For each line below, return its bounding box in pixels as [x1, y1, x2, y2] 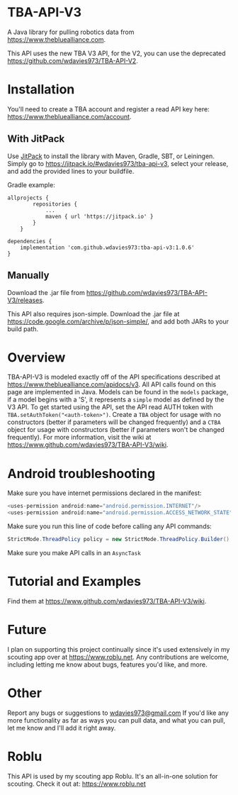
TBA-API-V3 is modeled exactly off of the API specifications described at [7, 373, 221, 382]
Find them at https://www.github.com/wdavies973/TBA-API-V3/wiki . [7, 596, 207, 605]
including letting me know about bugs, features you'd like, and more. [7, 660, 208, 669]
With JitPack [7, 133, 65, 145]
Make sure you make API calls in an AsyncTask [7, 549, 142, 557]
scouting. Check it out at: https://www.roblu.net [7, 779, 147, 788]
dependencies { [7, 238, 52, 245]
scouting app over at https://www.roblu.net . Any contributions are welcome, [7, 652, 229, 661]
